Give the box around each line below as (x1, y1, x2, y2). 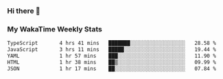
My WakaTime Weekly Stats (7, 24, 103, 33)
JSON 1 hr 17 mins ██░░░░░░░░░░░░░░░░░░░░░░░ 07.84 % (7, 65, 216, 72)
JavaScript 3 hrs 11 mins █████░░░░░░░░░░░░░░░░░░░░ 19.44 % (7, 46, 216, 53)
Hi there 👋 (7, 6, 41, 16)
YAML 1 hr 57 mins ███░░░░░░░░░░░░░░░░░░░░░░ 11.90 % (7, 52, 216, 59)
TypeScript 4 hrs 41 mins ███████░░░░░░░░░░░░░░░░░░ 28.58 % (7, 40, 216, 47)
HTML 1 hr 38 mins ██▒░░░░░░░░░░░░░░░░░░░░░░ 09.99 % (7, 59, 216, 65)
